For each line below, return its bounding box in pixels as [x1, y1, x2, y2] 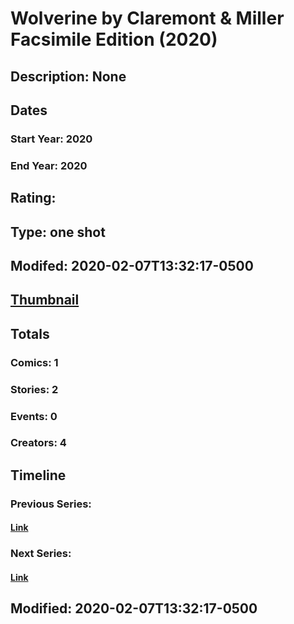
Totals [10, 325, 50, 342]
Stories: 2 [10, 382, 59, 396]
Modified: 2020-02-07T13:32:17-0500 [10, 600, 258, 617]
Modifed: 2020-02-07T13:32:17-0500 [10, 257, 254, 274]
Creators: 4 [10, 436, 67, 450]
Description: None [10, 68, 127, 85]
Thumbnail [10, 292, 80, 309]
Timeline [10, 467, 67, 484]
